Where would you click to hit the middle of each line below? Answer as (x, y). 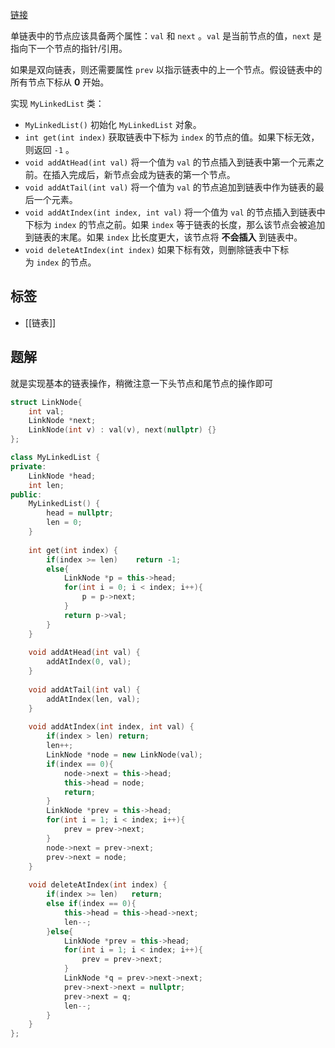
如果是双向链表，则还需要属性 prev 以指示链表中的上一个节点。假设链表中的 (166, 69)
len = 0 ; (64, 523)
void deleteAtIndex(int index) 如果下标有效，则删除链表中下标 (157, 249)
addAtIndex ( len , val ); (93, 699)
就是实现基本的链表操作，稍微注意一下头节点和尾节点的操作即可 (141, 383)
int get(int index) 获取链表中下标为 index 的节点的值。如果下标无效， (172, 137)
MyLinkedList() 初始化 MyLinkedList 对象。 (113, 124)
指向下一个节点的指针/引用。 (69, 48)
